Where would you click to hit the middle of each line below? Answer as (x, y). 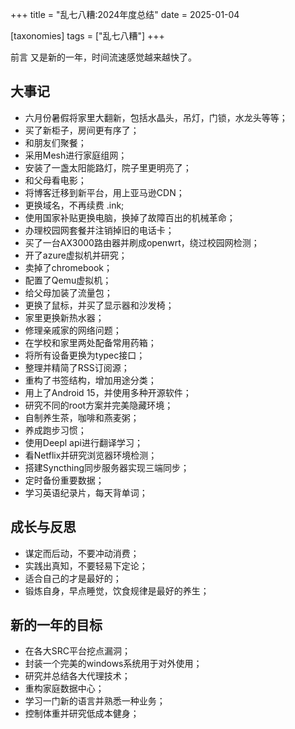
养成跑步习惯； (55, 430)
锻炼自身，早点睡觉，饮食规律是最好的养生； (117, 590)
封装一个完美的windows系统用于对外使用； (113, 664)
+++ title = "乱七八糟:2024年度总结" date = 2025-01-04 (125, 14)
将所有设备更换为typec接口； (85, 355)
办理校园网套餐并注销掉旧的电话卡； (99, 230)
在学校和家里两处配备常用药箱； (90, 342)
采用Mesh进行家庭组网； (76, 155)
